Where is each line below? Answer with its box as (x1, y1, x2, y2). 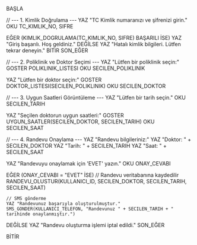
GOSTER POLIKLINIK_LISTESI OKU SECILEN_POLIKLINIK (6, 65, 145, 72)
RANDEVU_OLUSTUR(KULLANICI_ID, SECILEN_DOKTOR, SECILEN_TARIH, (6, 178, 187, 184)
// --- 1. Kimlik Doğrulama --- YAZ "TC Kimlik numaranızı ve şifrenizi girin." (6, 17, 188, 23)
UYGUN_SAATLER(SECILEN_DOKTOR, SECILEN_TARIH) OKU (6, 118, 155, 125)
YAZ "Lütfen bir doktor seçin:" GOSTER (6, 77, 102, 83)
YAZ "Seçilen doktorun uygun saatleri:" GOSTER (6, 112, 124, 119)
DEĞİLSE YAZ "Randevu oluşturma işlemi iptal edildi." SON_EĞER (6, 222, 165, 228)
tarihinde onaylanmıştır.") (6, 211, 76, 217)
